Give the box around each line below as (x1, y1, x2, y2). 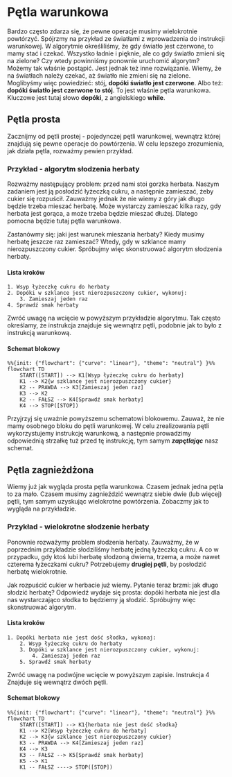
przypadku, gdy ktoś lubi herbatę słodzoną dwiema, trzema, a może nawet (7, 552, 220, 561)
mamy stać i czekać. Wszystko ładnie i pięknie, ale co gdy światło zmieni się (7, 49, 225, 58)
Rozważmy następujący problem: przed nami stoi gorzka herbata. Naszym (7, 180, 220, 188)
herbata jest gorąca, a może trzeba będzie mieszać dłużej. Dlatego (7, 210, 198, 218)
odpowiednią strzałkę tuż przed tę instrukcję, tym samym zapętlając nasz (7, 436, 219, 445)
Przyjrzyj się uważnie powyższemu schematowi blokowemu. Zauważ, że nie (7, 414, 225, 423)
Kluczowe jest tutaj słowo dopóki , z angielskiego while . (7, 93, 166, 101)
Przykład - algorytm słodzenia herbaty (7, 164, 140, 173)
